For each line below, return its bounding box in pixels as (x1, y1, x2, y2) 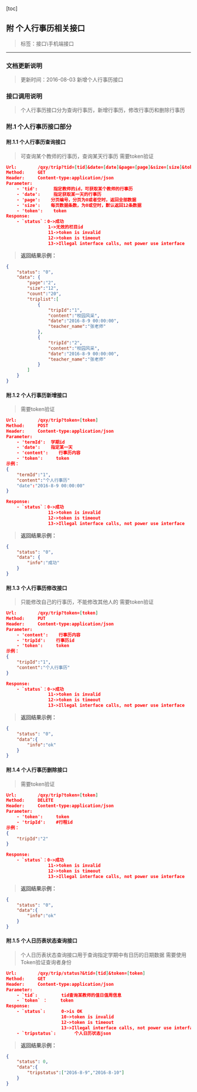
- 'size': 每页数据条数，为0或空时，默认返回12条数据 (16, 202, 142, 208)
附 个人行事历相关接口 (6, 23, 85, 33)
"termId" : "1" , (16, 472, 51, 477)
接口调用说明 (6, 92, 43, 100)
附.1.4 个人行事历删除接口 (6, 766, 67, 773)
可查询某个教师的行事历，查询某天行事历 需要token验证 (20, 152, 154, 160)
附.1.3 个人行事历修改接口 (6, 584, 67, 591)
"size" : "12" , (27, 286, 59, 291)
